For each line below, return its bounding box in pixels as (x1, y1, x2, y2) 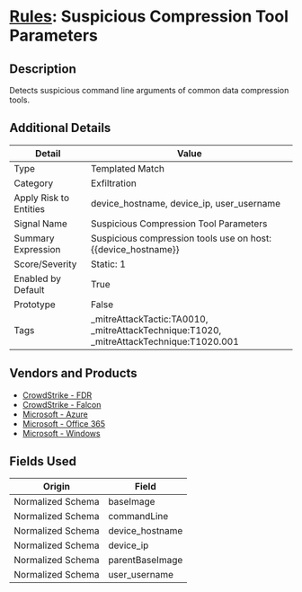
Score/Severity (13, 258, 77, 270)
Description (9, 61, 76, 76)
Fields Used (9, 454, 77, 469)
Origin (43, 481, 70, 493)
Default (13, 283, 45, 296)
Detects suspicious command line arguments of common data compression (9, 85, 289, 95)
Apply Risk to (13, 191, 70, 204)
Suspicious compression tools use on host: (91, 232, 272, 244)
